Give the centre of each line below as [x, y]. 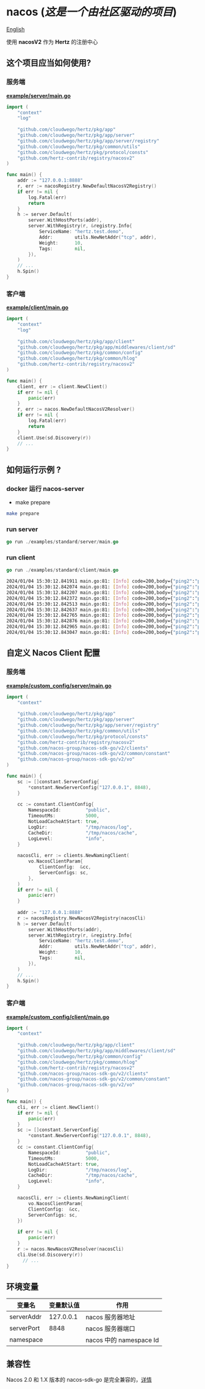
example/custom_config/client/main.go [58, 1017]
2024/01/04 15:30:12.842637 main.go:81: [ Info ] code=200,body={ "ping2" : [101, 610]
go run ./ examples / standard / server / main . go [63, 542]
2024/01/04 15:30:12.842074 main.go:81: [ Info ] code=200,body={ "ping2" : [101, 587]
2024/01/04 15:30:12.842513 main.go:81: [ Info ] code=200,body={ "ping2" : [101, 604]
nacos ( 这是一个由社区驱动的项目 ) [92, 12]
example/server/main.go [39, 95]
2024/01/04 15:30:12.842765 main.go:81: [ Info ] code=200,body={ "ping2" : [101, 615]
